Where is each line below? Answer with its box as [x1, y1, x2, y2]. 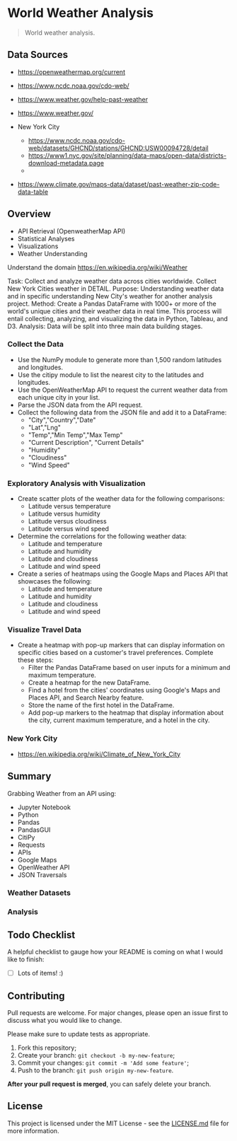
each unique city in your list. [17, 393, 100, 401]
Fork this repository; [17, 1043, 76, 1052]
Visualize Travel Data [7, 625, 82, 635]
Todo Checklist [7, 929, 76, 941]
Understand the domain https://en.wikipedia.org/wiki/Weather [7, 263, 188, 272]
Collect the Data [7, 340, 64, 349]
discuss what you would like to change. [7, 1017, 122, 1025]
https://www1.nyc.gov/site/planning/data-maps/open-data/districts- [28, 151, 227, 160]
